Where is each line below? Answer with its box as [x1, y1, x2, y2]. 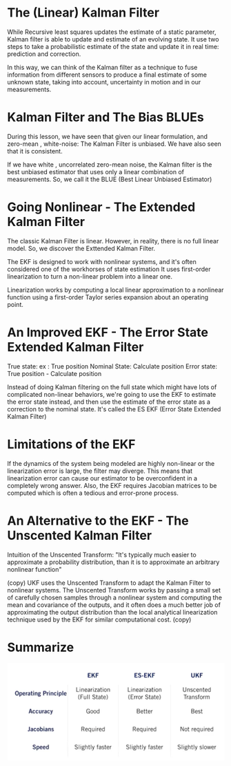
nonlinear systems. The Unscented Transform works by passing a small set [7, 586, 221, 594]
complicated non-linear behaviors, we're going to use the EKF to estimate [7, 390, 217, 398]
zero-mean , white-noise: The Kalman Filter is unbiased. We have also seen [7, 140, 222, 148]
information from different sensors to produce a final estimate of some [7, 71, 208, 79]
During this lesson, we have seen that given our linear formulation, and [7, 132, 208, 140]
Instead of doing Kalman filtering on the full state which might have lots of [7, 382, 217, 391]
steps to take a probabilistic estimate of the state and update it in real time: [7, 42, 219, 50]
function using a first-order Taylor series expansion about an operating [7, 292, 209, 301]
